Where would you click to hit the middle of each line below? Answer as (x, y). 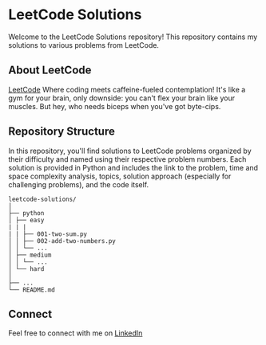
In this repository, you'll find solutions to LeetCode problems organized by (130, 151)
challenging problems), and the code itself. (79, 184)
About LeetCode (50, 71)
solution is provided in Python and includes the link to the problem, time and (133, 167)
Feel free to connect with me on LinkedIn (75, 333)
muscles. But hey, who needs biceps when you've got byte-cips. (115, 106)
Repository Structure (62, 132)
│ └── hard (26, 269)
